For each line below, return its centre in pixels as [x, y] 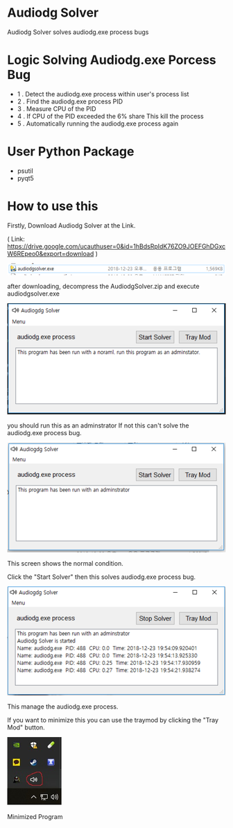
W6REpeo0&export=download [51, 253]
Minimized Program [35, 816]
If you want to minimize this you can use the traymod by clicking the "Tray [113, 720]
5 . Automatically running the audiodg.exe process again [98, 124]
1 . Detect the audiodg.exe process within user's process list [103, 94]
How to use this [53, 206]
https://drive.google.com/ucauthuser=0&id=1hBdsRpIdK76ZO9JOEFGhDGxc [116, 246]
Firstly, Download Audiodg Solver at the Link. [71, 225]
